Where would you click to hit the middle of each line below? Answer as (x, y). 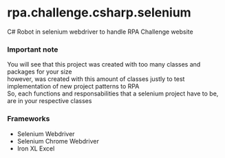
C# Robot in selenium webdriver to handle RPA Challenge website (100, 32)
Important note (33, 49)
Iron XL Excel (36, 148)
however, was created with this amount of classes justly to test (96, 79)
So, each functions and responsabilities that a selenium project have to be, (113, 93)
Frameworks (29, 119)
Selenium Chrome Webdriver (58, 141)
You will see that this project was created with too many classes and (104, 65)
